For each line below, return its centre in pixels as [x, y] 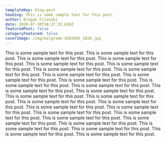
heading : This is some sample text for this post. [60, 15]
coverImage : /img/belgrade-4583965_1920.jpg [53, 39]
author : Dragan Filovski [31, 19]
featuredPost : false [27, 29]
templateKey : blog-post [30, 10]
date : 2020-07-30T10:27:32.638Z [39, 24]
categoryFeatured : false [31, 34]
